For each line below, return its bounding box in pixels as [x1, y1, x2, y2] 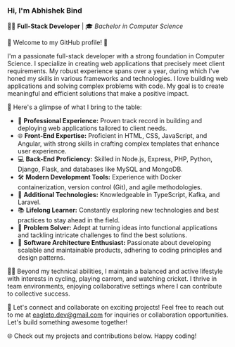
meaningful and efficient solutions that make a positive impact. [7, 89, 189, 98]
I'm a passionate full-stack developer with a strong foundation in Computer [7, 52, 225, 61]
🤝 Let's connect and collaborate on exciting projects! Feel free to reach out [7, 303, 224, 312]
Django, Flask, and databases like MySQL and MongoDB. [17, 165, 183, 174]
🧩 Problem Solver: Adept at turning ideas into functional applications [17, 224, 218, 232]
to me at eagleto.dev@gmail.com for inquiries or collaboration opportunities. [7, 310, 229, 319]
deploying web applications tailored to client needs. [17, 124, 167, 132]
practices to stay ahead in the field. [17, 216, 120, 225]
